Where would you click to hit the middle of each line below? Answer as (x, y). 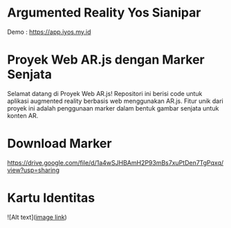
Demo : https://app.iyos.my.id (49, 32)
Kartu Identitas (51, 198)
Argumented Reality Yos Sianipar (104, 13)
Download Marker (59, 144)
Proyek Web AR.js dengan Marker (106, 60)
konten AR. (23, 115)
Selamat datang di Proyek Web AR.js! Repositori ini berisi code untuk (105, 93)
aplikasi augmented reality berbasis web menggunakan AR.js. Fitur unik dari (115, 101)
